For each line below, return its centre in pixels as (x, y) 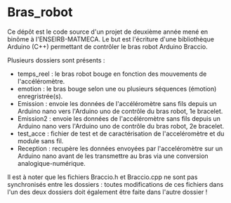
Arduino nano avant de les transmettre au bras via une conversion (113, 156)
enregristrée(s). (40, 96)
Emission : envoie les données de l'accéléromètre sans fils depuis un (117, 103)
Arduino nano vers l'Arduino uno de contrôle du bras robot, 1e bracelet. (120, 111)
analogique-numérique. (51, 163)
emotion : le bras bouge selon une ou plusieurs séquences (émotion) (117, 89)
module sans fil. (40, 140)
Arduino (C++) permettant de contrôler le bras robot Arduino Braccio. (108, 46)
